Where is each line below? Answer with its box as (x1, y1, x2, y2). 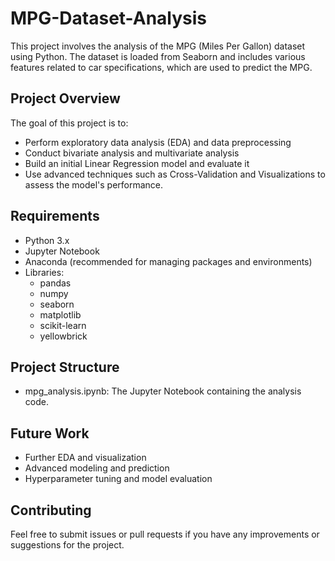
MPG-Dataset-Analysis (10, 7, 208, 30)
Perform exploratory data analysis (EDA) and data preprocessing (24, 136, 292, 148)
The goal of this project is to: (10, 117, 129, 129)
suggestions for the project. (10, 539, 125, 551)
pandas (39, 277, 72, 289)
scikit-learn (39, 319, 87, 331)
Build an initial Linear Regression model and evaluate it (24, 157, 250, 169)
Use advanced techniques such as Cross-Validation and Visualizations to (24, 168, 326, 180)
